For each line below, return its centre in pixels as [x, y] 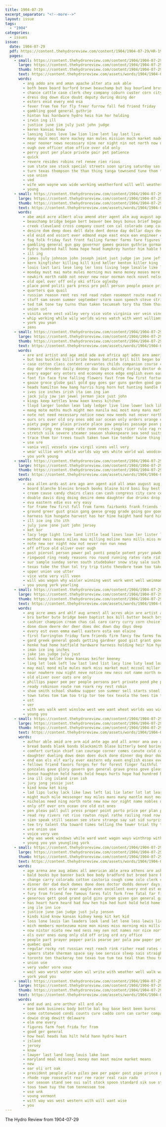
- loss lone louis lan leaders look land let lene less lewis [88, 922]
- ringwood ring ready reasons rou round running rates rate [87, 558]
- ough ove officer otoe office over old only [72, 148]
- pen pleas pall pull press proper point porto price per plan [90, 811]
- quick [31, 157]
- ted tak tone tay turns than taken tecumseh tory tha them [87, 304]
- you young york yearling [51, 585]
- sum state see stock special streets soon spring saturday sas [92, 166]
